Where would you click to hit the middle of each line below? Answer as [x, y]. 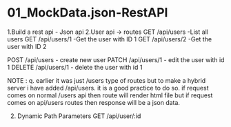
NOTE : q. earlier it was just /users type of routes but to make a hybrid [107, 80]
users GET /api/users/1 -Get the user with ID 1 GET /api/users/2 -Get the [110, 39]
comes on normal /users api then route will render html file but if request [110, 95]
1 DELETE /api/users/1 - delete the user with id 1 [75, 67]
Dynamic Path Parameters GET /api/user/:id [79, 116]
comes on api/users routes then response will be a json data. [94, 102]
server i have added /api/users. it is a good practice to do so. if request [108, 88]
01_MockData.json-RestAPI [88, 13]
